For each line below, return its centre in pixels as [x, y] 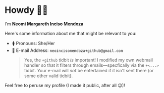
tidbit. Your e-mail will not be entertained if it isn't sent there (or [89, 70]
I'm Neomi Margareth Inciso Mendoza [44, 24]
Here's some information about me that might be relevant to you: [71, 33]
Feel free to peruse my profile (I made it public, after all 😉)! [65, 85]
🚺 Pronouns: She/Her [33, 43]
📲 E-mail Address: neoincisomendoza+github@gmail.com [67, 50]
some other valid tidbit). [48, 76]
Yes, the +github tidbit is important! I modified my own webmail [88, 60]
